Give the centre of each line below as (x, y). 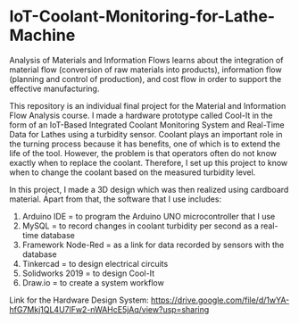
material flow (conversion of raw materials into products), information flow (146, 70)
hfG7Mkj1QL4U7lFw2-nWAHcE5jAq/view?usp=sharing (109, 309)
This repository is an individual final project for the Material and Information (148, 105)
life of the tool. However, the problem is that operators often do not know (143, 153)
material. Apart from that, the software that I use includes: (115, 199)
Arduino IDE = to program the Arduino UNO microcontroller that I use (149, 216)
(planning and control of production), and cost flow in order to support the (145, 79)
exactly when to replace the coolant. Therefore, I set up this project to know (149, 162)
